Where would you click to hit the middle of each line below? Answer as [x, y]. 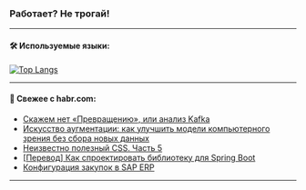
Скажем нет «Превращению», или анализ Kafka [116, 119]
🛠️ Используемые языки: [60, 45]
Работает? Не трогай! [60, 14]
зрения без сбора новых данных [86, 138]
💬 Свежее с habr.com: [53, 99]
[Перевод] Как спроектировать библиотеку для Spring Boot [139, 157]
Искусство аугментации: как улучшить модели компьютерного [146, 128]
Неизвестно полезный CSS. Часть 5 [92, 147]
